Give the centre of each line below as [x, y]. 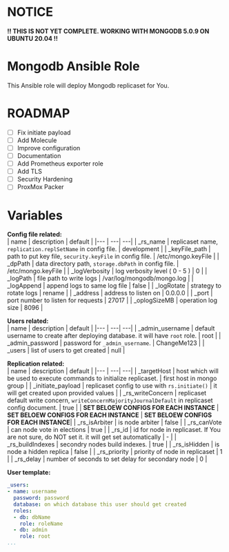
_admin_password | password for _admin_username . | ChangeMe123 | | [106, 343]
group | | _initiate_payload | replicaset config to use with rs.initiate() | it [112, 386]
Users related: [28, 321]
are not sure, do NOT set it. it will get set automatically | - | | [92, 437]
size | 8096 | [25, 308]
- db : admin [31, 530]
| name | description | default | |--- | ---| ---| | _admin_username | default [111, 328]
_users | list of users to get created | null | [66, 351]
